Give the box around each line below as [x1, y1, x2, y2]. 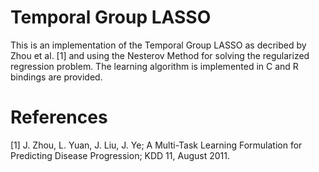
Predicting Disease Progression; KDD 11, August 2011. [10, 149, 230, 161]
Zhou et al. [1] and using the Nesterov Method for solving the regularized [10, 49, 310, 61]
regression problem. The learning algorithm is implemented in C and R [10, 60, 299, 72]
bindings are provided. [10, 71, 103, 83]
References [10, 106, 108, 129]
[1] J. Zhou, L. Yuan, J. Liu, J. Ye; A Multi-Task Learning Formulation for [10, 139, 303, 151]
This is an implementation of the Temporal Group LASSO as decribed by [10, 39, 307, 51]
